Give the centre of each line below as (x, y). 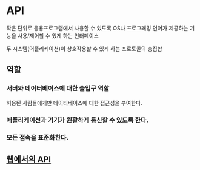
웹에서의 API (29, 159)
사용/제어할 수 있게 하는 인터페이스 (58, 36)
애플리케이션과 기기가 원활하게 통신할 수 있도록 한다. (77, 120)
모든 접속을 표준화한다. (37, 138)
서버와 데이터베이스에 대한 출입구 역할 (58, 89)
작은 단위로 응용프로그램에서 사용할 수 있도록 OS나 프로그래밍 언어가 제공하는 (98, 28)
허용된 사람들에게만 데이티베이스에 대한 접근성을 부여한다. (74, 103)
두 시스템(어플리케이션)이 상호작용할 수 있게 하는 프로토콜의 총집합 (84, 49)
